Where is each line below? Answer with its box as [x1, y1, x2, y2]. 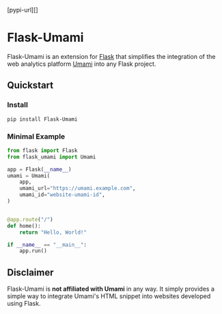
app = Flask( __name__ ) [7, 166, 72, 173]
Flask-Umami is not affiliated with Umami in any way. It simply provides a [7, 285, 215, 293]
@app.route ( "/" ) [7, 216, 53, 223]
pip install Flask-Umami [7, 116, 78, 123]
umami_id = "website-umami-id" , [19, 191, 106, 198]
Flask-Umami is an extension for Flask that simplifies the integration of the [7, 52, 216, 60]
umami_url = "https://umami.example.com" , [19, 185, 136, 192]
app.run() [19, 247, 48, 254]
